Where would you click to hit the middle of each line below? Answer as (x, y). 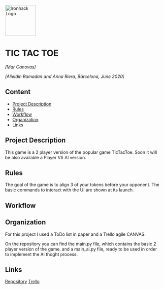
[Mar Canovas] (20, 67)
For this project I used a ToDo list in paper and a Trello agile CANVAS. (76, 234)
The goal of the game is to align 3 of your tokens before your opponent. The (82, 185)
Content (18, 92)
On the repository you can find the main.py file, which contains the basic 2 (81, 244)
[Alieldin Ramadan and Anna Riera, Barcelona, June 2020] (65, 76)
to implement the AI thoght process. (41, 254)
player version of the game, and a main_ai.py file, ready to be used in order (81, 249)
